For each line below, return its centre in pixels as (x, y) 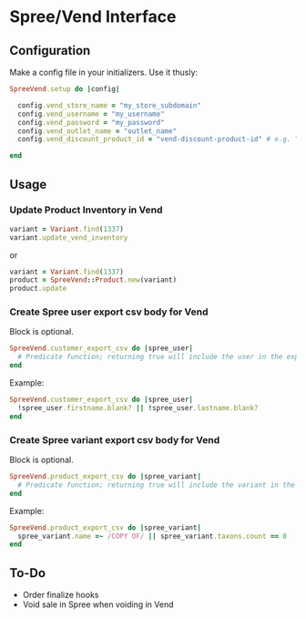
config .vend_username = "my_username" (92, 114)
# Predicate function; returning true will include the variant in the (157, 485)
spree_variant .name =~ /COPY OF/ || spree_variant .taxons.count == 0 (152, 536)
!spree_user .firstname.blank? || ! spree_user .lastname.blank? (138, 408)
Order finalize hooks (61, 595)
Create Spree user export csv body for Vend (109, 312)
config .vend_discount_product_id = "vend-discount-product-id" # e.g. (154, 139)
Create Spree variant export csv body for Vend (115, 439)
